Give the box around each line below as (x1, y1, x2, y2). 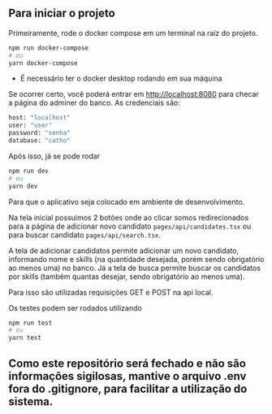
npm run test (8, 319, 53, 327)
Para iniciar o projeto (8, 7, 115, 20)
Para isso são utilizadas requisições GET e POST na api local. (8, 287, 214, 297)
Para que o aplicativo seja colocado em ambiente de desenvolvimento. (8, 197, 245, 207)
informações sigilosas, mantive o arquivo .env (8, 369, 247, 383)
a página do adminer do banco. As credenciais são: (8, 98, 180, 108)
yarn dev (8, 182, 38, 190)
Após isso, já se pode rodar (8, 150, 100, 161)
